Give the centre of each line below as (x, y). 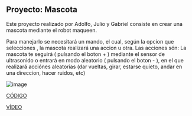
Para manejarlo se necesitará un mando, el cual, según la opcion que (90, 41)
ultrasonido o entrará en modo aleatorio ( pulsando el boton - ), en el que (95, 60)
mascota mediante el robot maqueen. (52, 30)
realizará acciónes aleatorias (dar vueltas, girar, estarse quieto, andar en (94, 67)
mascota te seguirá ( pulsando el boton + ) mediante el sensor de (86, 54)
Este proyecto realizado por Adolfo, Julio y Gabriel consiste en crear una (95, 24)
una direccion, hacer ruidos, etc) (46, 72)
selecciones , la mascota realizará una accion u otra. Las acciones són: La (96, 48)
